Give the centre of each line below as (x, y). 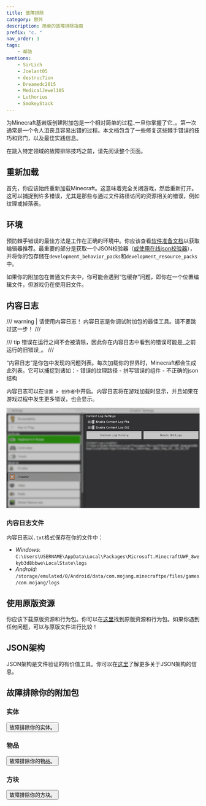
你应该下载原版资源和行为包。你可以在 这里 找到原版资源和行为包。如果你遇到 (103, 619)
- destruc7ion (35, 78)
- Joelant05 (32, 71)
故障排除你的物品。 (32, 761)
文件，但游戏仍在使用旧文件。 (49, 284)
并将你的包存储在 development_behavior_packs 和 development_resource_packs (102, 256)
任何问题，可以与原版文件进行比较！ (52, 627)
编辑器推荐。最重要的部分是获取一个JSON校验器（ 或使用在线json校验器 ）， (101, 248)
